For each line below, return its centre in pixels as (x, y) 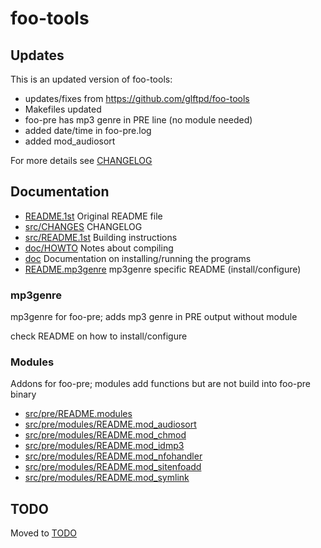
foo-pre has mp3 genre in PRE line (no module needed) (138, 120)
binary (23, 394)
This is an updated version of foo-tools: (91, 79)
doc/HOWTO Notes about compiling (99, 248)
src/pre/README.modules (78, 414)
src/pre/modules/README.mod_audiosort (110, 424)
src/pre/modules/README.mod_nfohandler (113, 456)
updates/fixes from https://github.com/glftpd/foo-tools (137, 98)
